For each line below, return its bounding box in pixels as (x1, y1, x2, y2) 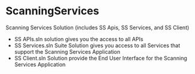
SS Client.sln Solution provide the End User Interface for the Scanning (14, 54, 187, 61)
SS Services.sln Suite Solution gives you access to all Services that (14, 42, 181, 49)
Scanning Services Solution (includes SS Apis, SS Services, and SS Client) (5, 24, 190, 31)
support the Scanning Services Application (14, 48, 121, 55)
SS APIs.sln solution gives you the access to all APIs (14, 35, 143, 42)
